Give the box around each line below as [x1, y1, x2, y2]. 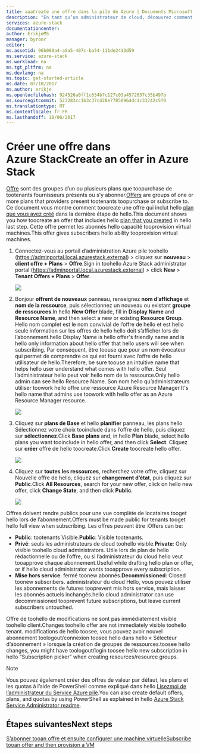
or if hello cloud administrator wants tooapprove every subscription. [14, 565, 182, 573]
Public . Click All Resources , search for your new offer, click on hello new [14, 481, 193, 488]
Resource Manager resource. [14, 397, 87, 404]
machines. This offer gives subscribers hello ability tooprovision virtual [6, 229, 178, 236]
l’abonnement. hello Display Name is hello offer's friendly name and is [14, 334, 185, 341]
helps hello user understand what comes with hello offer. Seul [14, 365, 167, 373]
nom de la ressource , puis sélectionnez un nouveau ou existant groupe [14, 302, 190, 309]
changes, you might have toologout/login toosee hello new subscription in [6, 647, 187, 654]
